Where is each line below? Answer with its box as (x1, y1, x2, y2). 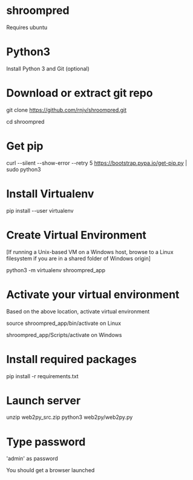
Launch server (6, 393, 81, 407)
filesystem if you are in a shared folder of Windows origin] (6, 255, 151, 262)
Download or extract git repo (6, 86, 153, 100)
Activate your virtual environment (6, 287, 180, 301)
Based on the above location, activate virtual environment (6, 307, 150, 315)
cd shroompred (6, 118, 45, 125)
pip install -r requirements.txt (6, 372, 79, 379)
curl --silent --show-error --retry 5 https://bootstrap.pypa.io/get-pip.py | (6, 159, 188, 167)
